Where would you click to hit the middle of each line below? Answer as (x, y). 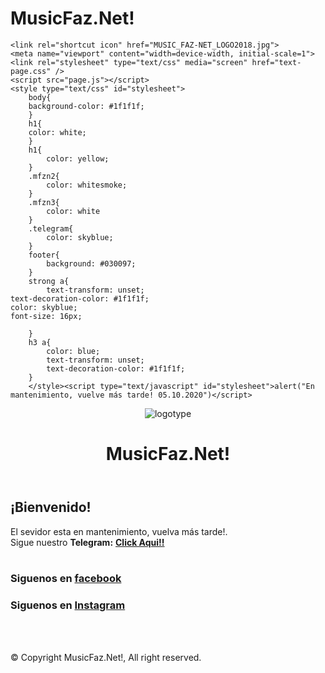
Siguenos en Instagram (68, 605)
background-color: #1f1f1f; (86, 106)
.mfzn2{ (44, 176)
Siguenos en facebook (66, 579)
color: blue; (73, 351)
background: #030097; (91, 263)
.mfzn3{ (44, 202)
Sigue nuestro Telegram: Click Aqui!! (87, 542)
